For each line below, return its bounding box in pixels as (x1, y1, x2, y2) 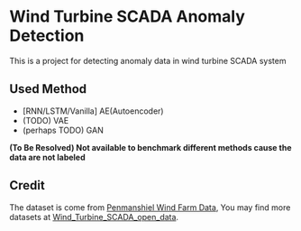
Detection (9, 25, 85, 46)
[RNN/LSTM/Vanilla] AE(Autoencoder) (22, 106, 164, 116)
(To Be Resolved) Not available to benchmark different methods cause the (9, 142, 292, 152)
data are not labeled (9, 152, 86, 162)
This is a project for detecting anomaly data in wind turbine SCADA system (9, 55, 287, 66)
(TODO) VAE (22, 115, 69, 125)
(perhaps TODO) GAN (22, 125, 104, 135)
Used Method (9, 81, 87, 97)
